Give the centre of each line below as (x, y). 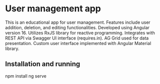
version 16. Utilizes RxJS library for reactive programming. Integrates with (80, 33)
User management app (53, 9)
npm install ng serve (26, 76)
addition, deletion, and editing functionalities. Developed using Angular (77, 27)
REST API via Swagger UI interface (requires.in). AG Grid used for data (77, 38)
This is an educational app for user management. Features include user (78, 22)
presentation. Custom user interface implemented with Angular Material (78, 43)
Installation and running (43, 64)
